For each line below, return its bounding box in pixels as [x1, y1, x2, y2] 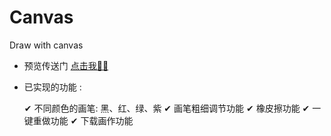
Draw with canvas [9, 39, 84, 51]
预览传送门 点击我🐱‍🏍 [23, 59, 109, 71]
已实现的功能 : [23, 81, 82, 93]
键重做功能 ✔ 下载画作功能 [23, 114, 134, 126]
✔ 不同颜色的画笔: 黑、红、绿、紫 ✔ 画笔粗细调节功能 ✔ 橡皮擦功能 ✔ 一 [23, 102, 322, 114]
